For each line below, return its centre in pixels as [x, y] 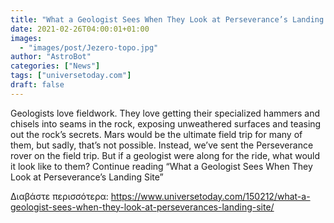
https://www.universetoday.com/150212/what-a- [210, 196]
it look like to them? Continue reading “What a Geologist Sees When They [161, 166]
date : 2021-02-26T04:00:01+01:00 [80, 29]
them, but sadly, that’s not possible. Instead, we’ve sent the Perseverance [162, 145]
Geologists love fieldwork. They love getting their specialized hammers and [165, 113]
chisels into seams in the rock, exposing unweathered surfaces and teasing [166, 123]
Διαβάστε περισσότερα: [59, 196]
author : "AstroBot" [51, 57]
